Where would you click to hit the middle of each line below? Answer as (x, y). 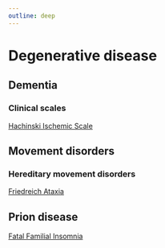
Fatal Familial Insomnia (46, 236)
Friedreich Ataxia (36, 192)
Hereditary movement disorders (72, 174)
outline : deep (32, 16)
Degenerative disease (83, 55)
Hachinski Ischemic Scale (51, 126)
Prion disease (43, 217)
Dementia (33, 85)
